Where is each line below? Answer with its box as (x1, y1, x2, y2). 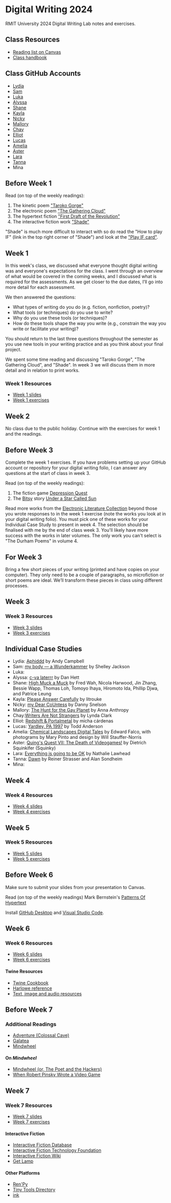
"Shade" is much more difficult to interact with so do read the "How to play (5, 229, 162, 235)
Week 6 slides (12, 951, 42, 957)
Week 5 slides (12, 850, 42, 856)
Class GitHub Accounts (5, 69, 81, 78)
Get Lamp (12, 1158, 34, 1164)
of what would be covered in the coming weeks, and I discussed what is (5, 274, 157, 280)
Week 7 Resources (5, 1102, 53, 1109)
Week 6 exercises (12, 957, 51, 963)
